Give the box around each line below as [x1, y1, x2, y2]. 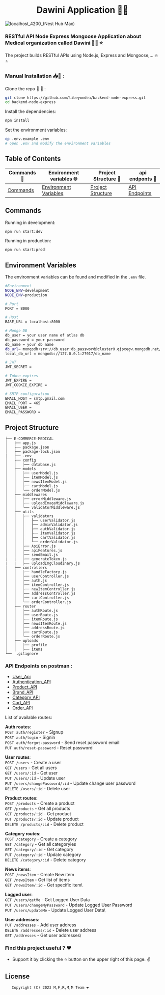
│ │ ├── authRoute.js [5, 608, 58, 613]
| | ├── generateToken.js [5, 557, 67, 562]
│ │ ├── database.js [5, 462, 56, 467]
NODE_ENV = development [5, 288, 50, 293]
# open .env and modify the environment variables [5, 141, 111, 146]
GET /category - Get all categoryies [5, 841, 76, 847]
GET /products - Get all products [5, 805, 70, 812]
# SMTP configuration [5, 391, 50, 396]
